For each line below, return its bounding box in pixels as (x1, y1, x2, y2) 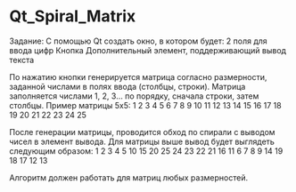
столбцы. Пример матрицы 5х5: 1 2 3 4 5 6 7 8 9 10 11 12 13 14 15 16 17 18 (9, 100, 283, 110)
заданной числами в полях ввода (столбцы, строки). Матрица (9, 81, 246, 92)
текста (9, 54, 35, 65)
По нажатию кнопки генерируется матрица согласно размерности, (9, 71, 267, 82)
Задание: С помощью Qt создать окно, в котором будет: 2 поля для (9, 36, 267, 46)
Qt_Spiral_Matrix (9, 6, 136, 27)
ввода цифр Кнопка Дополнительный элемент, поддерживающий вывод (9, 44, 287, 55)
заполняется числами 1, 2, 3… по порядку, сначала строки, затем (9, 91, 259, 101)
